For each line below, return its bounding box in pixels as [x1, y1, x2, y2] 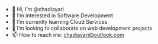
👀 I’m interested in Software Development [11, 12, 114, 19]
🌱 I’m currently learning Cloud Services [11, 18, 108, 25]
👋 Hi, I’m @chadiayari [11, 6, 64, 12]
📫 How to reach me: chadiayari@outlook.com [11, 32, 124, 38]
